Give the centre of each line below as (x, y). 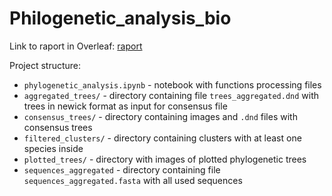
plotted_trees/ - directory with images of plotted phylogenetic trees (165, 159)
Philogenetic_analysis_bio (120, 18)
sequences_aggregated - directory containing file (122, 169)
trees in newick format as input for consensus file (125, 106)
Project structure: (45, 65)
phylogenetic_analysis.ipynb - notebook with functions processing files (172, 84)
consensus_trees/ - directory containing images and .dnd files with (160, 116)
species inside (53, 148)
